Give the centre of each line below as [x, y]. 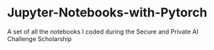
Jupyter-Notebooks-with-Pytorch [107, 13]
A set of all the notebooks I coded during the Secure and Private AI [103, 32]
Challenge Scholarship [40, 38]
